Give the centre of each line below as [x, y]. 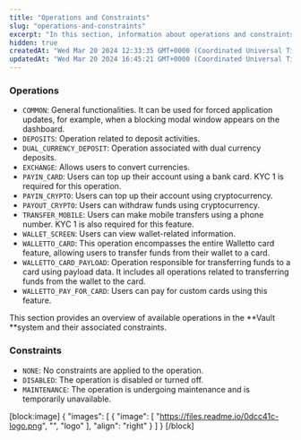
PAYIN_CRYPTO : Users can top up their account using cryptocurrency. [147, 196]
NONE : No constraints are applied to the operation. [113, 370]
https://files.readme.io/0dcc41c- [219, 416]
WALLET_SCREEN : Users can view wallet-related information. [129, 234]
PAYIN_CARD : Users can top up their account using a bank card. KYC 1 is [153, 177]
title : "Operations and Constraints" [80, 17]
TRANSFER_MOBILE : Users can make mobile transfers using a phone [143, 215]
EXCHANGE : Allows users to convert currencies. [106, 168]
